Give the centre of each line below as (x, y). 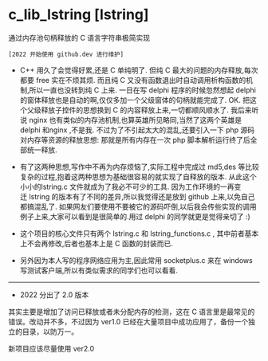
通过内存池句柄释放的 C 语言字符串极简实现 (79, 37)
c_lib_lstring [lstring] (79, 15)
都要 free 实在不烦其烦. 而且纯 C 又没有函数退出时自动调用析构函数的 (133, 80)
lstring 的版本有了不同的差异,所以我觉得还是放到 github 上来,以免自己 (142, 196)
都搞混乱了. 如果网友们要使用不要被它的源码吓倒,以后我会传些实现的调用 (138, 206)
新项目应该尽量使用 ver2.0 (51, 348)
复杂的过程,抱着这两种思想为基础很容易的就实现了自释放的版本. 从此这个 (138, 176)
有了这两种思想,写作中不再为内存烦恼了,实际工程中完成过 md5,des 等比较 (139, 167)
